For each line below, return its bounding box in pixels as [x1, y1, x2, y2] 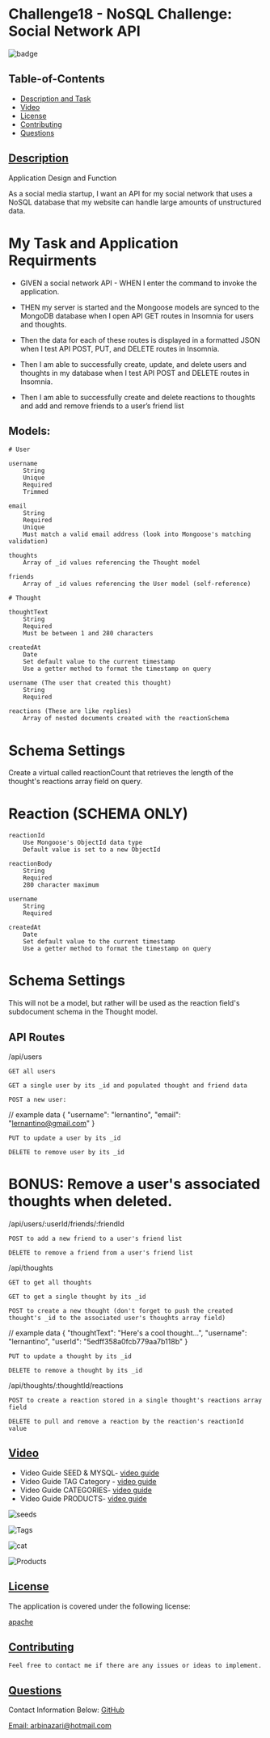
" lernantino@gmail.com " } [8, 1118, 95, 1128]
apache [8, 1617, 34, 1626]
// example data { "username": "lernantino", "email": [8, 1109, 181, 1120]
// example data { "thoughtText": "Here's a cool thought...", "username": [8, 1327, 247, 1338]
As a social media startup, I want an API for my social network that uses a [8, 188, 253, 198]
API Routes [8, 1030, 65, 1044]
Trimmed [23, 488, 49, 496]
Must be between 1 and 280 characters [23, 630, 154, 638]
